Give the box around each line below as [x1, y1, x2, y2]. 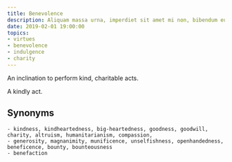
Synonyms [7, 108, 55, 119]
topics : [7, 29, 30, 37]
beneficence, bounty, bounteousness [7, 143, 113, 150]
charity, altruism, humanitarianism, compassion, [7, 132, 153, 139]
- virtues [7, 36, 36, 43]
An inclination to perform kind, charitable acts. [7, 74, 139, 82]
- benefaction [7, 150, 48, 156]
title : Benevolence [7, 10, 64, 17]
